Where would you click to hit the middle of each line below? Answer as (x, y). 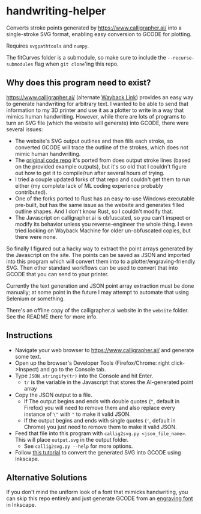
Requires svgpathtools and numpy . (48, 46)
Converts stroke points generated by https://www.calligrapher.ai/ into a (94, 28)
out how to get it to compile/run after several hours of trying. (90, 173)
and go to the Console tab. (73, 369)
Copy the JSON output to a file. (53, 395)
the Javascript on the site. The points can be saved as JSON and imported (98, 255)
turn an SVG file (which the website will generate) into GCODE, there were (97, 123)
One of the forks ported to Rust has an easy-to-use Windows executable (105, 198)
